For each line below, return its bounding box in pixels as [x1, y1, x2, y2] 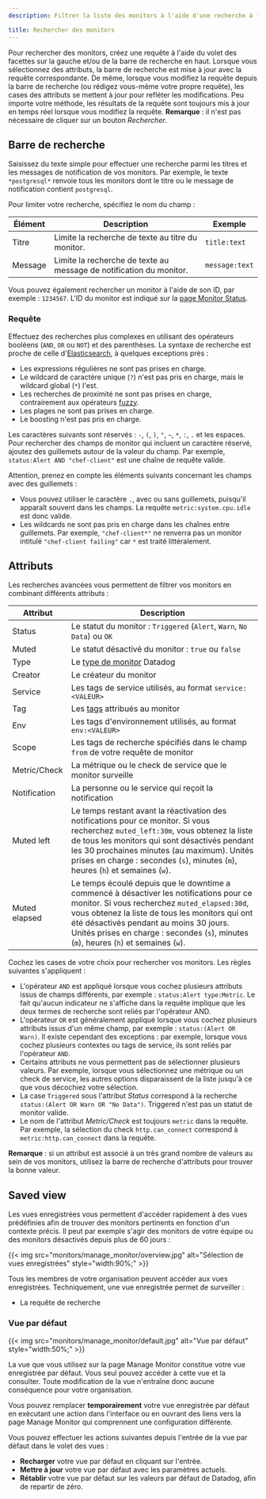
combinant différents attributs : [8, 589, 109, 598]
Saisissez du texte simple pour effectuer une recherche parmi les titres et [8, 160, 248, 169]
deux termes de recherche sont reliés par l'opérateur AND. [19, 1007, 211, 1017]
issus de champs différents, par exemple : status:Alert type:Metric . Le [19, 990, 256, 1000]
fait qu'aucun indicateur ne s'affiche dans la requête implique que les [19, 998, 246, 1008]
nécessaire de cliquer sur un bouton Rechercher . [8, 115, 168, 125]
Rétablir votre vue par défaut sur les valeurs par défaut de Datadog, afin [19, 1473, 256, 1482]
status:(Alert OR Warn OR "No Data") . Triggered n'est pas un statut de [19, 1100, 253, 1109]
